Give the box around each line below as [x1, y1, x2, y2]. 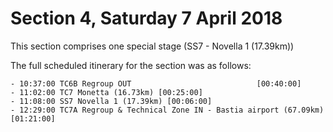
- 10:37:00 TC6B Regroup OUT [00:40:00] [10, 78, 302, 89]
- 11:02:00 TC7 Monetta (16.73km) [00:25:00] [10, 87, 203, 97]
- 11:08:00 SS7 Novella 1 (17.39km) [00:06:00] [10, 96, 213, 106]
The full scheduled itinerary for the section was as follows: [10, 59, 252, 71]
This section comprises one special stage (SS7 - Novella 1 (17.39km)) [10, 40, 295, 52]
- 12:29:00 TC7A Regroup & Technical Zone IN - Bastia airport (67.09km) [10, 105, 325, 115]
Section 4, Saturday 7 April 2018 [10, 7, 283, 30]
